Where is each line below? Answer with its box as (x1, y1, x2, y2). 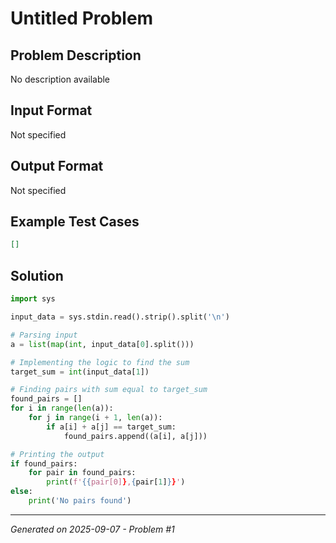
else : (10, 487, 33, 497)
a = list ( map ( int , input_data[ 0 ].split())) (10, 339, 195, 349)
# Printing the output (10, 449, 105, 459)
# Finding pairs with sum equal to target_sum (10, 385, 208, 395)
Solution (10, 267, 64, 284)
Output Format (10, 158, 104, 175)
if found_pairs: (10, 458, 78, 469)
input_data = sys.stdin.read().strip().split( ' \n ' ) (10, 312, 230, 322)
